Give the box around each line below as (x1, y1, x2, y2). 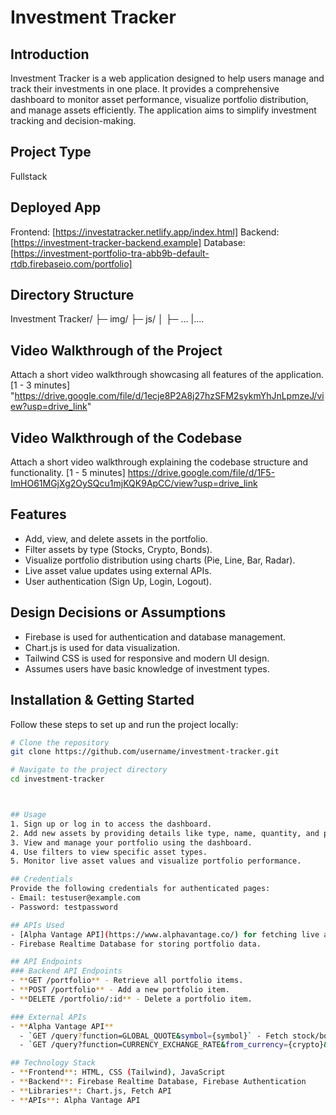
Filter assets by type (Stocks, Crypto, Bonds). (24, 543, 213, 555)
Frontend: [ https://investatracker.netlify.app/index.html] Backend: (10, 226, 280, 238)
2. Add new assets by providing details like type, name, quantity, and (10, 828, 320, 838)
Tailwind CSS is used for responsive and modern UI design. (24, 652, 270, 664)
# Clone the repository (10, 737, 110, 748)
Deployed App (10, 199, 102, 216)
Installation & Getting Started (10, 692, 195, 709)
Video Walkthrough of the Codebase (10, 429, 243, 446)
